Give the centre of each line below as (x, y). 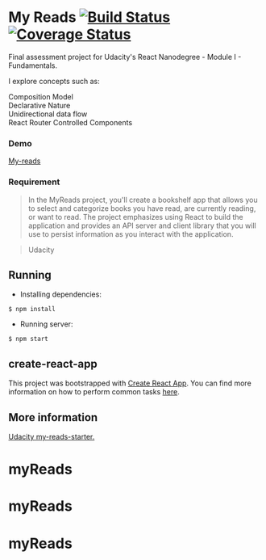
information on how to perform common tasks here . (94, 392)
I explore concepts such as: (54, 81)
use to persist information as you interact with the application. (131, 234)
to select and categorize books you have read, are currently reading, (142, 208)
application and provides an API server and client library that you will (142, 225)
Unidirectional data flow (48, 114)
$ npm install (32, 309)
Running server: (46, 324)
